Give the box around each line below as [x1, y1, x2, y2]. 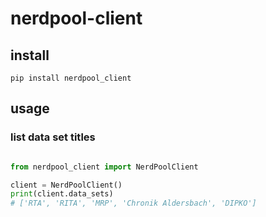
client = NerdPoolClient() [10, 180, 123, 190]
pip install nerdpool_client [10, 73, 132, 83]
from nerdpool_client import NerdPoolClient [10, 162, 199, 172]
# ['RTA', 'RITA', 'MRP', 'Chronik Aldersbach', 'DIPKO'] [10, 198, 257, 209]
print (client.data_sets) [10, 189, 114, 199]
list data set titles [10, 130, 96, 144]
